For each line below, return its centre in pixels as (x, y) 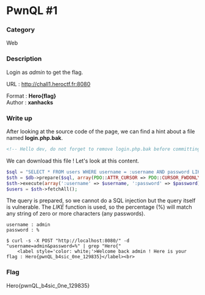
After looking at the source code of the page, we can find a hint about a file (101, 131)
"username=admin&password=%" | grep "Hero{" (64, 246)
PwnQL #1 (32, 11)
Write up (19, 118)
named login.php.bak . (34, 138)
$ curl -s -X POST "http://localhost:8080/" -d (68, 241)
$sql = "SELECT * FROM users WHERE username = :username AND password (98, 172)
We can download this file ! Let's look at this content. (73, 161)
